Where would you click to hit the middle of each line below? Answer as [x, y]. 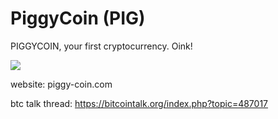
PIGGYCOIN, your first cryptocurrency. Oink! [101, 46]
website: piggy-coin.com [61, 84]
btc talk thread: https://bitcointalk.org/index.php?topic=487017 [139, 103]
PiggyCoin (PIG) [78, 18]
